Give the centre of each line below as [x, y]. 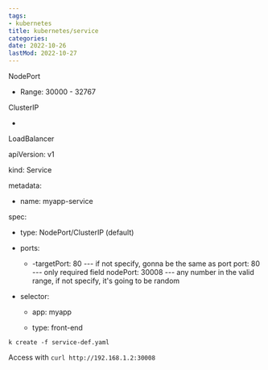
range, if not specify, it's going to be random [106, 281]
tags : [17, 16]
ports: [30, 248]
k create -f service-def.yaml [59, 343]
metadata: [25, 185]
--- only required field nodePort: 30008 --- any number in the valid [143, 272]
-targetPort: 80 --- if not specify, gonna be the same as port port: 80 [146, 264]
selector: [35, 296]
